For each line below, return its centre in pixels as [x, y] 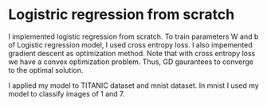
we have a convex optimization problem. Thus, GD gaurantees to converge [131, 62]
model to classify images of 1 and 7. [67, 93]
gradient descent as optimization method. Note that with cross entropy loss [132, 53]
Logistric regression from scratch [122, 15]
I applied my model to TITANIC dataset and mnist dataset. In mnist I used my [133, 85]
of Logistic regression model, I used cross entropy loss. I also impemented [130, 44]
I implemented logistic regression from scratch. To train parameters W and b [133, 36]
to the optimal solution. [46, 70]
